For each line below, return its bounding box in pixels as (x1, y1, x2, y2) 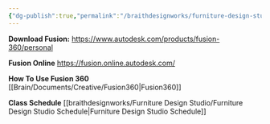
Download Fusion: (8, 34, 70, 43)
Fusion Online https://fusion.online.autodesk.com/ (8, 58, 175, 68)
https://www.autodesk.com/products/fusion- (71, 34, 220, 43)
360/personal (8, 42, 54, 52)
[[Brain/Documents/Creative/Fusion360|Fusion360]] (8, 82, 182, 92)
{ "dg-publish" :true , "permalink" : (8, 11, 121, 20)
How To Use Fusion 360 (8, 73, 90, 83)
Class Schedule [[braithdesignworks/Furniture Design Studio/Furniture (8, 97, 243, 107)
